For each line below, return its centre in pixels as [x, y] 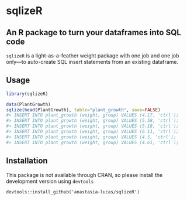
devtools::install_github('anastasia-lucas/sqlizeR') [73, 192]
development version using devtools [50, 181]
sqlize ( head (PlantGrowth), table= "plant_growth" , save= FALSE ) [83, 110]
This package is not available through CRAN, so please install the [84, 175]
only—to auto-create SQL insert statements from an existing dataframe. [92, 62]
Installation [27, 161]
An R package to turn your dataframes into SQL [93, 33]
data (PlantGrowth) [28, 104]
